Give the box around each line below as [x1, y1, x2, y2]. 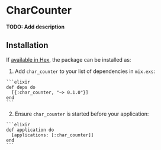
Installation [6, 40, 49, 50]
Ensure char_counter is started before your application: [14, 110, 149, 117]
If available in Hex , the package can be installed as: [6, 56, 131, 63]
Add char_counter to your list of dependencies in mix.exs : [14, 68, 156, 75]
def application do [6, 127, 54, 133]
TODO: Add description [6, 23, 65, 30]
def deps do [6, 84, 36, 90]
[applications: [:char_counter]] [11, 132, 94, 138]
